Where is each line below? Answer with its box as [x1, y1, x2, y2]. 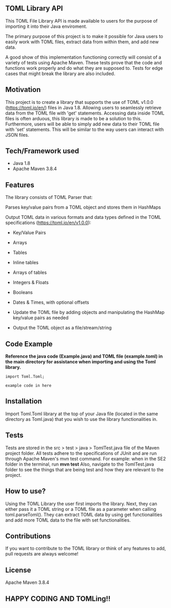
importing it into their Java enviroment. [5, 23, 87, 29]
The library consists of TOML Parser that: [5, 194, 93, 200]
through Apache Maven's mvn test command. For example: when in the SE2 [5, 455, 166, 462]
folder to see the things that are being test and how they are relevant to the [5, 466, 164, 472]
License [5, 565, 31, 575]
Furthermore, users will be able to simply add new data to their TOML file [5, 121, 160, 127]
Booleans [12, 289, 33, 296]
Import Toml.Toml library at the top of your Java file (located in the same [5, 411, 158, 417]
